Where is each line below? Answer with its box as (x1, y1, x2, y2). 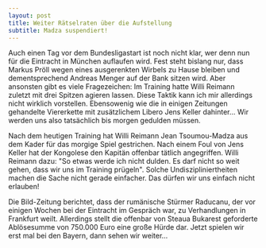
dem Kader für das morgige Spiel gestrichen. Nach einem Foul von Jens (8, 140, 245, 149)
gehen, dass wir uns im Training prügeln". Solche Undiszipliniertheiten (8, 165, 238, 175)
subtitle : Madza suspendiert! (8, 26, 109, 34)
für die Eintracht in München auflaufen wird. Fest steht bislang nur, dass (8, 56, 244, 66)
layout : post (8, 11, 52, 20)
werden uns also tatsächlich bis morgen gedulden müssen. (8, 116, 201, 126)
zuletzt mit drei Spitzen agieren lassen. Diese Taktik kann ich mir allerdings (8, 91, 253, 100)
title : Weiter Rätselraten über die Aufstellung (8, 19, 172, 27)
